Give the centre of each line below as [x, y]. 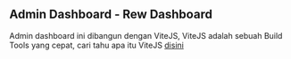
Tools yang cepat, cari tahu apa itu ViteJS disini [97, 45]
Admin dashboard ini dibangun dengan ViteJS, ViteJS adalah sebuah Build [146, 35]
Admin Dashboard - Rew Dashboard [111, 15]
